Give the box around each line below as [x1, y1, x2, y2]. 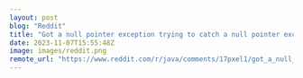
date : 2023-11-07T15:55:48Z [9, 38, 115, 48]
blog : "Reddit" [9, 22, 67, 30]
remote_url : [9, 55, 54, 64]
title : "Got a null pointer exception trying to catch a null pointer [9, 30, 280, 39]
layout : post [9, 13, 59, 22]
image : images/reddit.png [9, 47, 106, 56]
